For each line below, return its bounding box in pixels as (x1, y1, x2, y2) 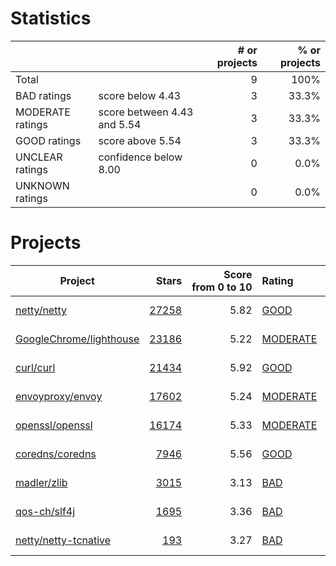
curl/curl (15, 360, 56, 374)
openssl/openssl (15, 418, 93, 432)
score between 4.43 (98, 105, 194, 119)
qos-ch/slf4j (15, 504, 76, 518)
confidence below (98, 150, 183, 164)
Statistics (10, 7, 92, 30)
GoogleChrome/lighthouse (15, 332, 140, 346)
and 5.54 (98, 117, 142, 131)
